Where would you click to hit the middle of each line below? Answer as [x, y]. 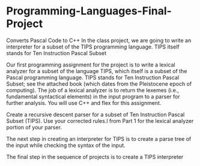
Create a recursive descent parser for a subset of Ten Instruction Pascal [95, 114]
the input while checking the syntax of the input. [66, 145]
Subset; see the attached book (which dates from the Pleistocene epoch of [99, 84]
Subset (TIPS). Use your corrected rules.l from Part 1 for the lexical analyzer [100, 120]
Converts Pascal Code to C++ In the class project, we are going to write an [99, 40]
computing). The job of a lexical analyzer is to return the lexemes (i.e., [92, 90]
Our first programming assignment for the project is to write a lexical [91, 65]
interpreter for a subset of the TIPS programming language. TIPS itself [93, 47]
